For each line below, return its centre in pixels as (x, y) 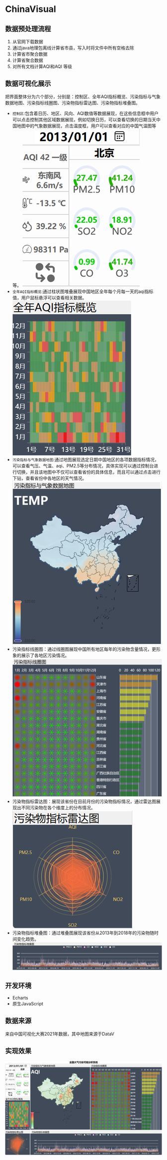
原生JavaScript (28, 1004)
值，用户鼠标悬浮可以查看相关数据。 (49, 297)
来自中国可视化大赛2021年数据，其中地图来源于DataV (60, 1034)
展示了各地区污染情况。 (45, 655)
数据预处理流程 (28, 29)
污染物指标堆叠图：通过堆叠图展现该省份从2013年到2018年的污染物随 (83, 933)
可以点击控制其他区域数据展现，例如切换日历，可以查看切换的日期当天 (84, 119)
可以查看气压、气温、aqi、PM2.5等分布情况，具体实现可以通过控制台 (83, 465)
